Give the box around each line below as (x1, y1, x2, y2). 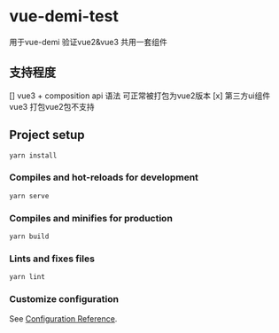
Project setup (9, 128, 86, 143)
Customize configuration (9, 293, 120, 306)
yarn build (9, 232, 50, 241)
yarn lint (9, 273, 46, 282)
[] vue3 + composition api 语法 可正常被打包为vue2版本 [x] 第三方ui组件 (9, 90, 271, 101)
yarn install (9, 151, 58, 160)
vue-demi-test (9, 6, 120, 27)
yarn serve (9, 191, 50, 200)
